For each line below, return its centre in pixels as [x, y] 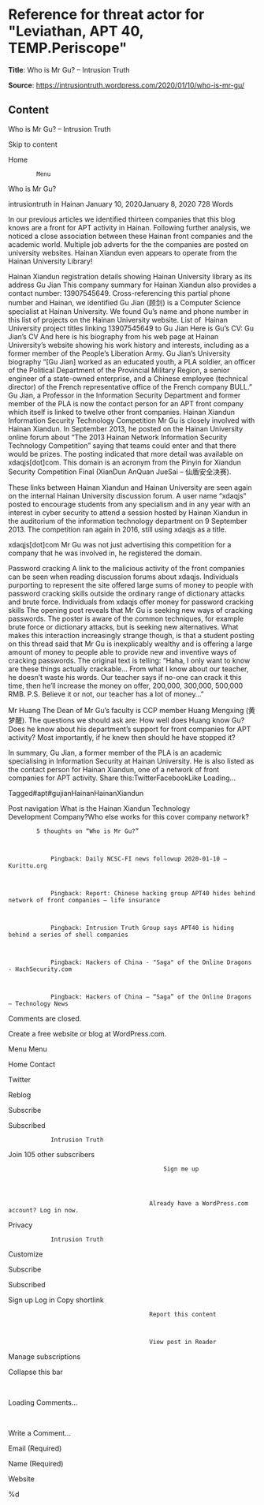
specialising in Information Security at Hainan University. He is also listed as [131, 761]
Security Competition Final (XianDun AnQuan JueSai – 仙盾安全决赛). [120, 472]
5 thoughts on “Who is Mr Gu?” [88, 831]
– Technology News [38, 1003]
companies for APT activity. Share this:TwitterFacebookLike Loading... [122, 778]
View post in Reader [183, 1342]
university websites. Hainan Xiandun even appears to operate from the [123, 252]
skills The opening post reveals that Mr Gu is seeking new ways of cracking [131, 610]
